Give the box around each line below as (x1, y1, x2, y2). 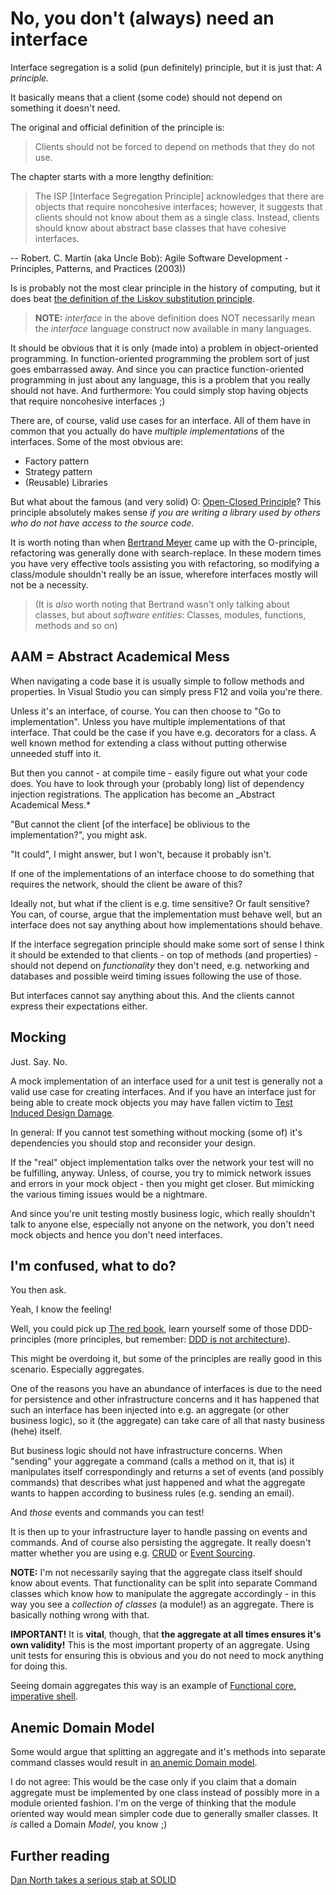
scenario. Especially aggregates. (10, 1363, 145, 1376)
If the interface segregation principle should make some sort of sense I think (10, 938, 325, 950)
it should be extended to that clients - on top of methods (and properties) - (10, 948, 319, 961)
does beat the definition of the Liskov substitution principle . (10, 292, 255, 304)
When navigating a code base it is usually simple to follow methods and (10, 675, 305, 687)
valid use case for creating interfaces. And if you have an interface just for (10, 1085, 317, 1097)
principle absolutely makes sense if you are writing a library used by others (10, 506, 321, 518)
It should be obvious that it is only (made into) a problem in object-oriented (10, 342, 319, 354)
